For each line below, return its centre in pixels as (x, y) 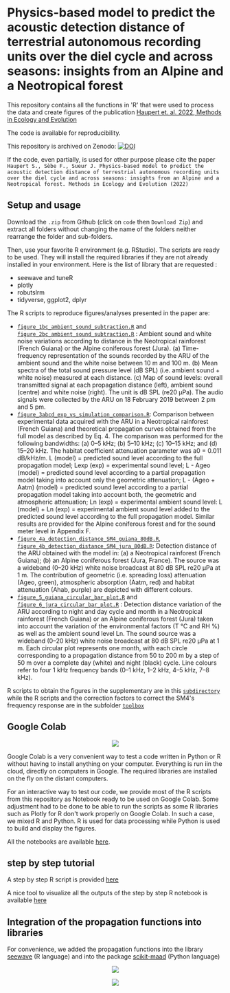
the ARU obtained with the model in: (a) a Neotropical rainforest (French (119, 553)
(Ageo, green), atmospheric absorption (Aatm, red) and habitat (106, 582)
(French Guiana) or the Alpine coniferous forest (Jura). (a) (99, 348)
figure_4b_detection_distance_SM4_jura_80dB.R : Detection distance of (117, 546)
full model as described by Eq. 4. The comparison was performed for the (120, 436)
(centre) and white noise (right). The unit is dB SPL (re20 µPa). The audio (120, 392)
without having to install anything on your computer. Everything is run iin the (115, 764)
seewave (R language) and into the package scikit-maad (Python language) (114, 957)
